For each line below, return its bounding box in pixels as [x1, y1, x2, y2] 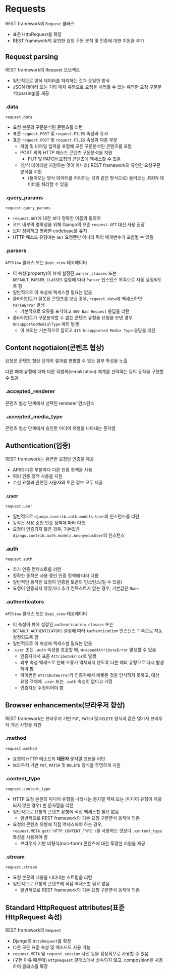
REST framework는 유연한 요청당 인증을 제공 [5, 456, 94, 462]
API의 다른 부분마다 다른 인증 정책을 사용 [12, 466, 92, 473]
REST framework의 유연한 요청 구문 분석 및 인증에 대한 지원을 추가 [12, 38, 145, 44]
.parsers [5, 247, 27, 254]
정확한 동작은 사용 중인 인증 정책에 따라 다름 [12, 572, 99, 579]
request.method [5, 746, 37, 751]
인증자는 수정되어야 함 [20, 684, 64, 691]
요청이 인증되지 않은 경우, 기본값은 [12, 526, 80, 532]
